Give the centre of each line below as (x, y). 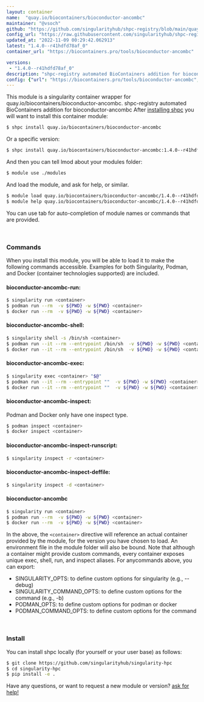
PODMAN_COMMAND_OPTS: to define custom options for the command (106, 611)
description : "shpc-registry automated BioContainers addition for (93, 74)
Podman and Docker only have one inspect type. (67, 415)
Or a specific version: (33, 139)
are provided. (23, 219)
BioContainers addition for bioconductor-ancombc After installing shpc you (100, 110)
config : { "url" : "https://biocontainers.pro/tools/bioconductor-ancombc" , (103, 80)
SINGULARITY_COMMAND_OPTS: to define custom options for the (98, 592)
